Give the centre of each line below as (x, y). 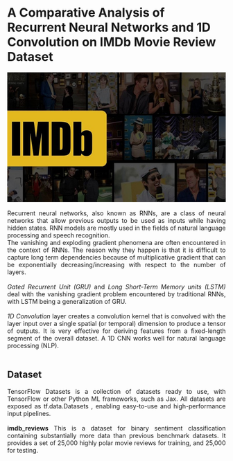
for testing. (23, 450)
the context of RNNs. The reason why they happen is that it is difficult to (116, 250)
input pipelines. (29, 413)
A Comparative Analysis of (86, 13)
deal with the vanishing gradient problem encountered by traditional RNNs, (116, 294)
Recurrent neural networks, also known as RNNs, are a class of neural (116, 213)
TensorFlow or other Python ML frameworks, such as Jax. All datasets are (116, 399)
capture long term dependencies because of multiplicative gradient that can (116, 257)
